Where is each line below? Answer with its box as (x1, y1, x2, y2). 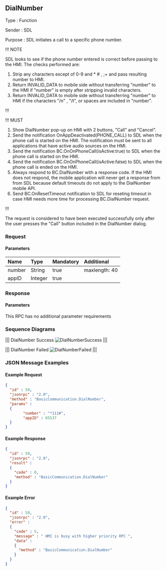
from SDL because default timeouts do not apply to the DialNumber (12, 180, 151, 186)
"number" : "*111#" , (23, 410, 66, 416)
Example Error (5, 494, 35, 500)
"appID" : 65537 (23, 415, 57, 420)
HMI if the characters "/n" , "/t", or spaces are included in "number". (12, 98, 153, 104)
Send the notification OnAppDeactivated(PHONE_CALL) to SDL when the (12, 132, 162, 138)
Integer (30, 275, 48, 282)
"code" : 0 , (14, 470, 39, 475)
